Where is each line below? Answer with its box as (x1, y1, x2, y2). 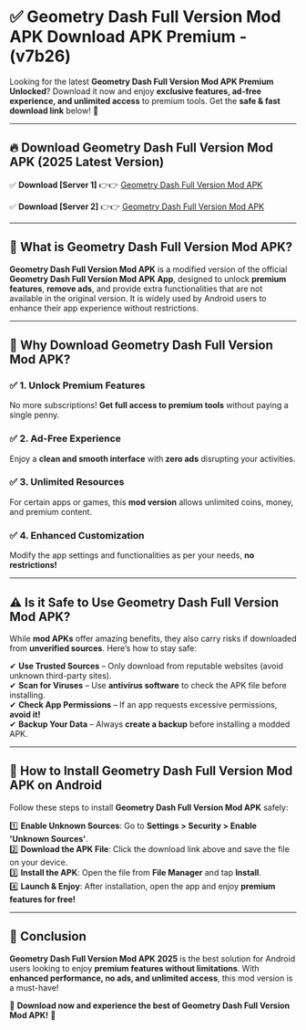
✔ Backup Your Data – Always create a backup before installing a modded (9, 719, 291, 730)
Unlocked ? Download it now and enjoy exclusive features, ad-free (9, 85, 262, 97)
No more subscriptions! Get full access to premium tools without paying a (9, 400, 289, 411)
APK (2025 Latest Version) (9, 154, 165, 170)
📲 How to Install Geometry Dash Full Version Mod (9, 763, 293, 779)
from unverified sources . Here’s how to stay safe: (9, 642, 198, 654)
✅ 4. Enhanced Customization (9, 529, 145, 541)
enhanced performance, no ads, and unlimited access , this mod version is (9, 972, 293, 983)
